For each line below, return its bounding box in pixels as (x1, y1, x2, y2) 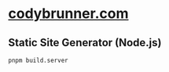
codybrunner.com (8, 5, 129, 23)
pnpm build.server (8, 56, 68, 64)
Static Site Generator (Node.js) (8, 36, 162, 49)
